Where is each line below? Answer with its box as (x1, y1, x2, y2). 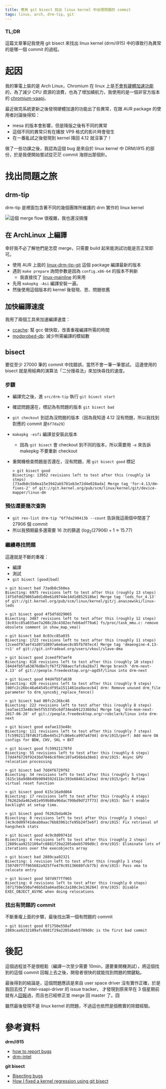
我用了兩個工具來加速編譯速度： (5, 317, 70, 323)
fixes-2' (12, 486, 31, 491)
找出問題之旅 (5, 170, 58, 182)
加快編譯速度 (5, 302, 45, 311)
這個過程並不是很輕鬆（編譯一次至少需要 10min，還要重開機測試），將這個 (5, 963, 155, 969)
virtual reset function (5, 781, 55, 786)
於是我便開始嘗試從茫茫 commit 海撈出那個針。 (13, 152, 110, 158)
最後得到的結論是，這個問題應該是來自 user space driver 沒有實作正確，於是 (5, 980, 161, 986)
